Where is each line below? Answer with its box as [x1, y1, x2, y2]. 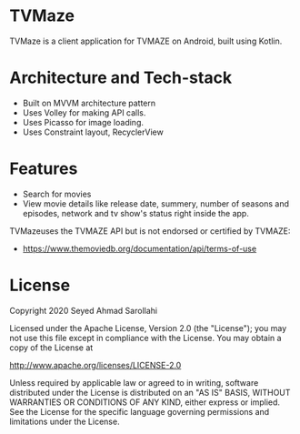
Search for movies [22, 188, 92, 199]
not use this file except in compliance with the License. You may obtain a [9, 332, 282, 343]
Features [9, 158, 78, 179]
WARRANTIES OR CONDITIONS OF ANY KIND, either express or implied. [9, 397, 280, 408]
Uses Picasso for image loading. [22, 116, 144, 127]
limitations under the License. [9, 416, 120, 427]
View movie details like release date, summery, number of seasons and [22, 197, 289, 209]
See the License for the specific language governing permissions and [9, 406, 270, 417]
